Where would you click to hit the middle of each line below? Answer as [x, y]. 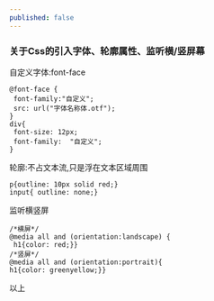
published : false [42, 18]
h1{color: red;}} [45, 244]
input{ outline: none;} [54, 192]
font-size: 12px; [45, 132]
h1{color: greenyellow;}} [58, 270]
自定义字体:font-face [48, 72]
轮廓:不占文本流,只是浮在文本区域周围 [79, 167]
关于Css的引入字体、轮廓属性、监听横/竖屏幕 [107, 50]
